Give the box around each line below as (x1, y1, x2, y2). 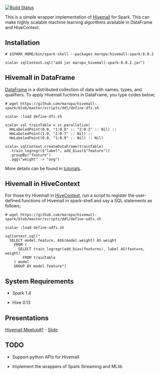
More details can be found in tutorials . (5, 165, 81, 171)
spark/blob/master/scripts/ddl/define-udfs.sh (5, 217, 101, 222)
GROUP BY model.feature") (14, 264, 67, 269)
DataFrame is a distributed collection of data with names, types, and (5, 86, 142, 93)
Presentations (5, 314, 49, 322)
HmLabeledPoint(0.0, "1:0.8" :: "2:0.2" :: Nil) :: (9, 127, 117, 132)
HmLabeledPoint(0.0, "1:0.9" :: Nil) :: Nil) (9, 135, 104, 140)
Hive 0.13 (12, 300, 31, 305)
